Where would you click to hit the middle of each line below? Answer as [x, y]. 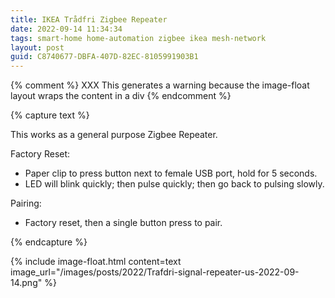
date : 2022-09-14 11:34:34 [66, 29]
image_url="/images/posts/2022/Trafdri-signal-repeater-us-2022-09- [155, 272]
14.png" [26, 283]
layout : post [37, 47]
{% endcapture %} [49, 242]
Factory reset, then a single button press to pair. [123, 223]
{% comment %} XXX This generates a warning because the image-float [160, 85]
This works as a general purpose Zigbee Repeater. [114, 135]
